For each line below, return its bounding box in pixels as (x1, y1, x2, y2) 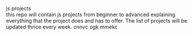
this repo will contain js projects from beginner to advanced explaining (6, 11, 175, 18)
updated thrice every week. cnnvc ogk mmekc (6, 23, 118, 30)
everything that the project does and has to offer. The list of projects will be (6, 17, 188, 24)
